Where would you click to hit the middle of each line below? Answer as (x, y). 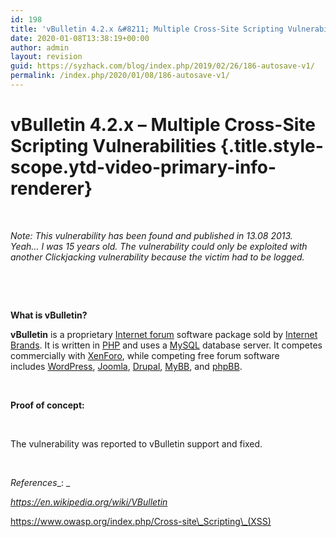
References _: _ (40, 482)
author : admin (40, 47)
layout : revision (46, 57)
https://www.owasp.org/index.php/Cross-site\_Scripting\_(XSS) (141, 521)
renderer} (51, 188)
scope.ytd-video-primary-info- (143, 167)
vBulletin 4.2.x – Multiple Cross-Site (163, 125)
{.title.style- (271, 146)
